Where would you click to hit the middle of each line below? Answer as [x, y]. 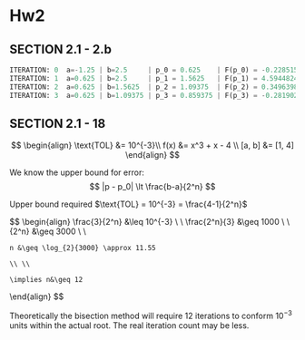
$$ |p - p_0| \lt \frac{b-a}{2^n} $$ [152, 187]
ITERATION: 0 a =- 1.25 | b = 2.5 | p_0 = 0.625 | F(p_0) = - [138, 70]
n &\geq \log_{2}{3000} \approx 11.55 [83, 248]
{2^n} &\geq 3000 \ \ [48, 231]
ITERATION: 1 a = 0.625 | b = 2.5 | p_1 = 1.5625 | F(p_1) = [133, 78]
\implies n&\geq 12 [46, 280]
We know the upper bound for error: [77, 172]
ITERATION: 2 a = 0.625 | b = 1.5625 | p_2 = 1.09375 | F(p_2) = [133, 87]
